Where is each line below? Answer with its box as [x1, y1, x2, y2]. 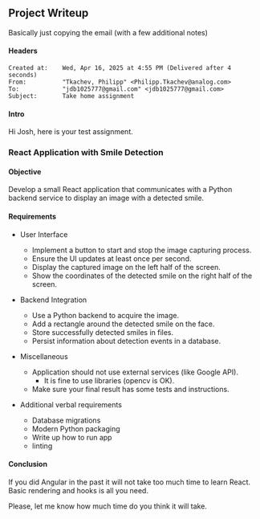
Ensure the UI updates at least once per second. [31, 253, 192, 264]
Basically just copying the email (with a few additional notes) [8, 27, 209, 37]
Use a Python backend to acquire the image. [31, 310, 179, 320]
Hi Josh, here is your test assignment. [8, 127, 134, 137]
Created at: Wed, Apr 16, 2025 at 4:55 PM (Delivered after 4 [8, 64, 231, 72]
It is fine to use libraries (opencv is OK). [43, 375, 175, 385]
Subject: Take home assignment [8, 92, 135, 100]
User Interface [19, 229, 68, 239]
